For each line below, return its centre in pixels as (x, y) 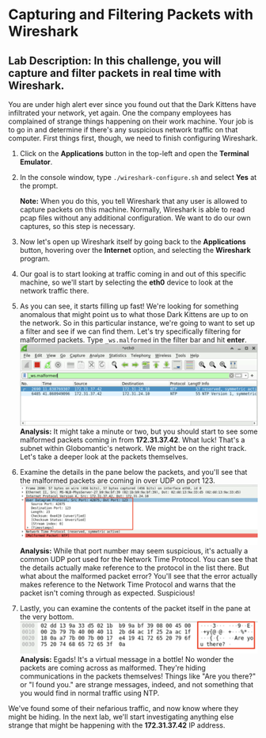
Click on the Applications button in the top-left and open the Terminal (134, 153)
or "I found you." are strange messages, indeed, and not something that (137, 685)
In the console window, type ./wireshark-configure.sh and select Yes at (138, 177)
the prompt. (39, 185)
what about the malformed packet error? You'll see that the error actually (139, 575)
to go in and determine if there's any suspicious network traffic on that (123, 130)
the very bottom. (47, 617)
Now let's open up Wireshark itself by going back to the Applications (133, 242)
